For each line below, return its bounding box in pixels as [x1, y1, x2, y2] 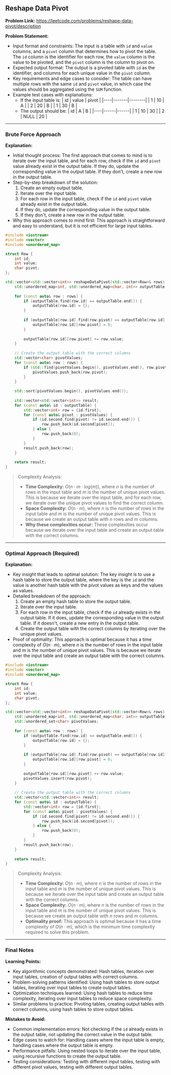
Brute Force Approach [5, 131, 61, 138]
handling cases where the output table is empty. [12, 1042, 114, 1048]
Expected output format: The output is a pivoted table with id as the [12, 64, 155, 70]
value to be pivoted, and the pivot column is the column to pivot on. [12, 59, 155, 65]
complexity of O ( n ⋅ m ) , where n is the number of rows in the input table [12, 642, 163, 648]
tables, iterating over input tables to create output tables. [12, 984, 132, 990]
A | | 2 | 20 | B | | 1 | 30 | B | [20, 102, 77, 109]
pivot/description [5, 23, 41, 29]
